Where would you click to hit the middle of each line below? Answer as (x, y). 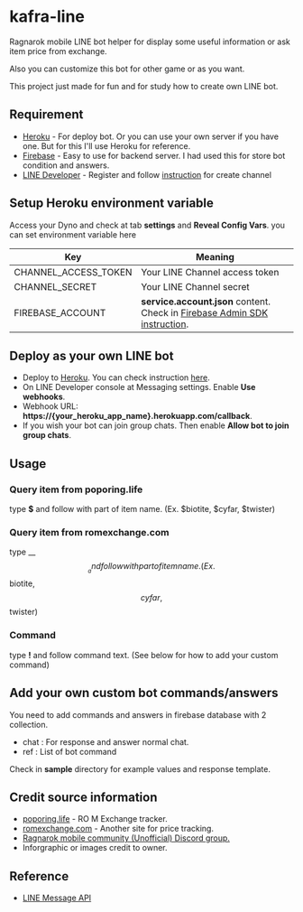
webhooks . (44, 397)
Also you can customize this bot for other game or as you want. (127, 69)
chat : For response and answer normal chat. (106, 741)
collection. (29, 724)
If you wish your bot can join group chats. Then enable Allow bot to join (156, 425)
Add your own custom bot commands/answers (144, 693)
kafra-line (47, 17)
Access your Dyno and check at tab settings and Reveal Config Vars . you (147, 225)
